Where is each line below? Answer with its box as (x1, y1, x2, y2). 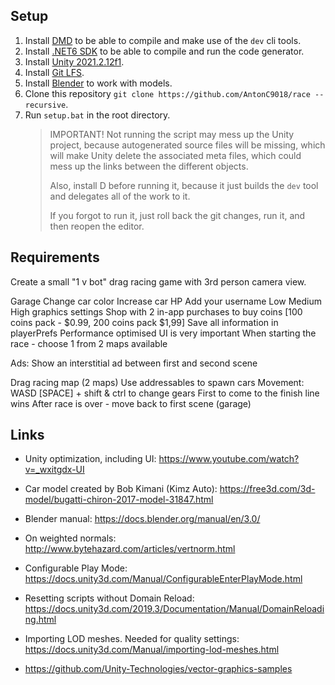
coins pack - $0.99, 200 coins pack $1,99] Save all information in (10, 316, 279, 328)
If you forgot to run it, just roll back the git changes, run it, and (49, 209, 306, 221)
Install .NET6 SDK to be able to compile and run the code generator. (24, 45, 305, 57)
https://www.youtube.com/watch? (158, 453, 300, 465)
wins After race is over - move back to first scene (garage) (10, 397, 252, 409)
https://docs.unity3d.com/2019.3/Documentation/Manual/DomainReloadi (24, 603, 325, 615)
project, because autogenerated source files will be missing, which (49, 139, 326, 151)
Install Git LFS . (24, 66, 85, 78)
